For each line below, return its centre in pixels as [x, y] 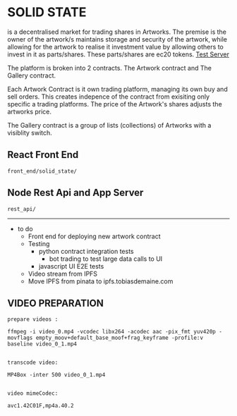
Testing [39, 243]
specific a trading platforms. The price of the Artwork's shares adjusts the [115, 104]
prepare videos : [33, 319]
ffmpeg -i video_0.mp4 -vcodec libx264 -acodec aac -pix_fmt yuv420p [112, 332]
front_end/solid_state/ [42, 171]
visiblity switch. [30, 133]
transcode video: [33, 363]
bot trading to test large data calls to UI [106, 259]
